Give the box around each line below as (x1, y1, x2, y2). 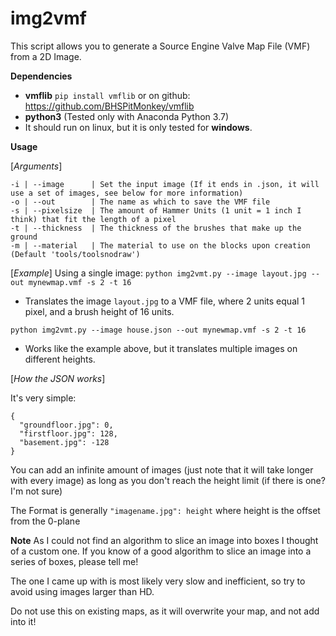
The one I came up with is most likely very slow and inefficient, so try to (10, 575, 306, 587)
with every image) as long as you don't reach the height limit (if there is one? (10, 474, 326, 486)
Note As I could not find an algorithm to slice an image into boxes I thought (10, 534, 319, 546)
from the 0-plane (10, 515, 81, 527)
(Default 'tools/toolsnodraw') (10, 249, 141, 259)
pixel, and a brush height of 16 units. (24, 305, 175, 317)
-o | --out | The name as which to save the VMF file (10, 197, 271, 207)
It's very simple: (10, 392, 77, 404)
